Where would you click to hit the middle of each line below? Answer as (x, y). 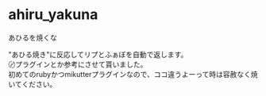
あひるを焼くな (33, 37)
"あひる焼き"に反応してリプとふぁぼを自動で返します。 (98, 54)
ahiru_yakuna (53, 15)
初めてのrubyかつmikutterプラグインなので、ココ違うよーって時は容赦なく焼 (133, 74)
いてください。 (33, 84)
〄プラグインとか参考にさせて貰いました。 (78, 64)
